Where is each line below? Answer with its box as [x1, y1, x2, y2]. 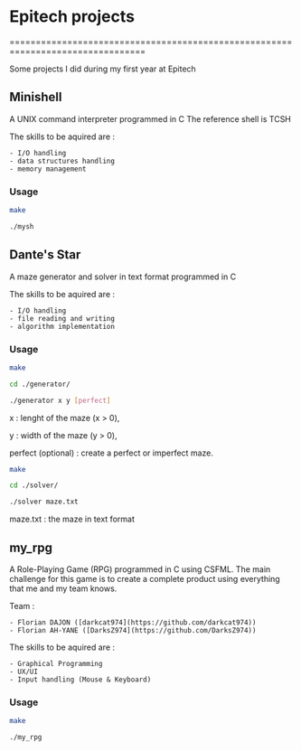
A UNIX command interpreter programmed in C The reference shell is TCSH [9, 113, 292, 124]
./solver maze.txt [9, 497, 79, 507]
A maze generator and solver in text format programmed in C [9, 271, 237, 282]
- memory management [9, 164, 88, 174]
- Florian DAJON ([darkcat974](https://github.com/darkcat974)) [9, 617, 257, 627]
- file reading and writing [9, 314, 116, 323]
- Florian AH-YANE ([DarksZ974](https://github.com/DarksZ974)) [9, 625, 257, 634]
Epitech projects [9, 6, 136, 27]
